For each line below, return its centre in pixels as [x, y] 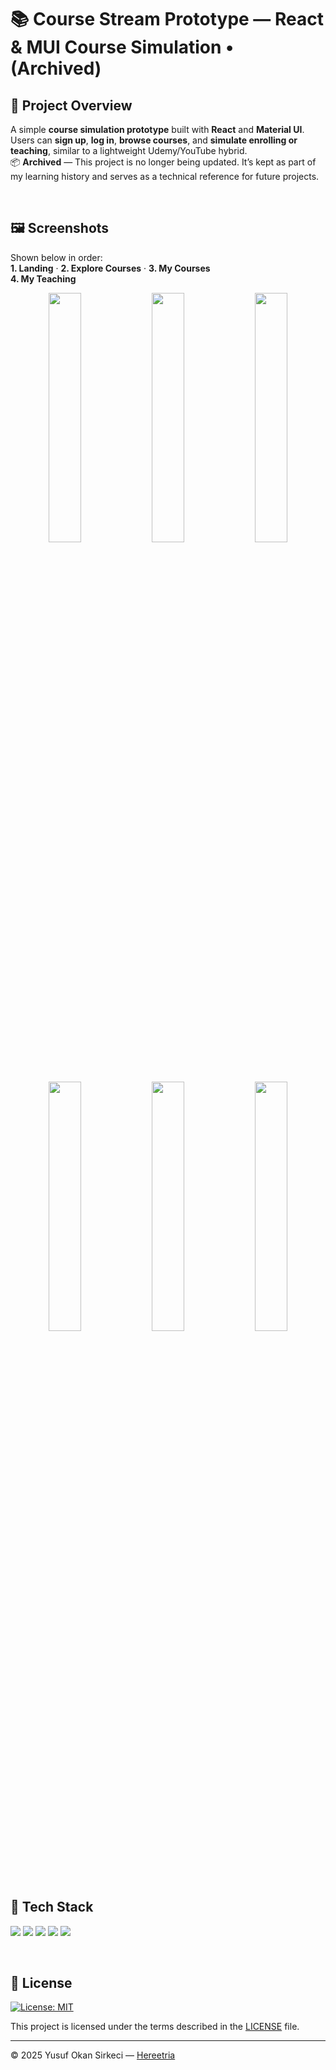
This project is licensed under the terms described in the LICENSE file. [155, 2027]
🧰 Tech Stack [52, 1907]
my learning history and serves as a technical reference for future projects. [165, 176]
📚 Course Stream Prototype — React [167, 19]
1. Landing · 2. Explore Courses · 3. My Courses [110, 268]
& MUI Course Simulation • [122, 47]
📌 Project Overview [71, 105]
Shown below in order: [56, 257]
